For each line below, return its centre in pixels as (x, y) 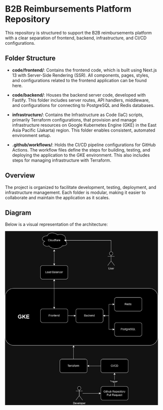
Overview (20, 176)
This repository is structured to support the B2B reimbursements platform (78, 33)
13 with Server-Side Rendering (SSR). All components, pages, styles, (81, 75)
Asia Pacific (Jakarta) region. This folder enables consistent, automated (83, 130)
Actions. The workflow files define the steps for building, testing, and (81, 150)
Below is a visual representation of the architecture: (57, 224)
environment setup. (32, 135)
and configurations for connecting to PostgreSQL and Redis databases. (83, 105)
